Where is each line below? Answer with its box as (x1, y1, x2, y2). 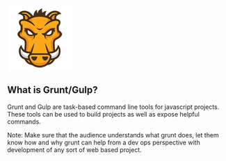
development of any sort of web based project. (7, 145, 143, 154)
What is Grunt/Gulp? (7, 84, 98, 96)
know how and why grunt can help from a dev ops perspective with (7, 138, 200, 146)
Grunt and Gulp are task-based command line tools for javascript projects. (7, 103, 220, 111)
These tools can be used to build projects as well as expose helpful (7, 110, 200, 118)
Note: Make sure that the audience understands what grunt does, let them (7, 130, 219, 139)
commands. (7, 117, 42, 126)
